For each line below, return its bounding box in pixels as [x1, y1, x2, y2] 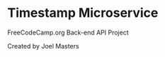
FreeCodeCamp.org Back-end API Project [7, 28, 129, 37]
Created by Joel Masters [7, 42, 79, 50]
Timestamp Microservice [7, 5, 159, 21]
